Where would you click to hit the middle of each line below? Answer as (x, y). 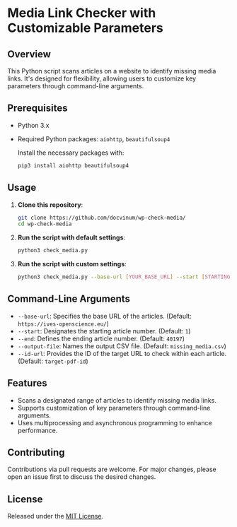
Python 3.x (33, 125)
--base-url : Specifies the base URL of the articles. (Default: (105, 316)
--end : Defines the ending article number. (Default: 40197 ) (101, 338)
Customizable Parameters (86, 28)
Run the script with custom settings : (72, 264)
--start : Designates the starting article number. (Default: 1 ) (104, 331)
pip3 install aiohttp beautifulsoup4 (73, 165)
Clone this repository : (50, 205)
